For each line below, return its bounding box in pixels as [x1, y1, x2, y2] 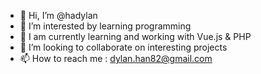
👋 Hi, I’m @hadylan [19, 10, 98, 21]
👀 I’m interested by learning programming [19, 20, 192, 32]
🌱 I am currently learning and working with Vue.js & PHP [19, 31, 252, 42]
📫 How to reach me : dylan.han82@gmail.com [19, 53, 213, 64]
